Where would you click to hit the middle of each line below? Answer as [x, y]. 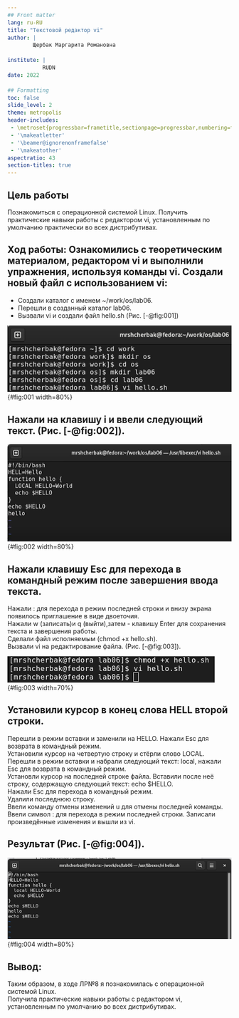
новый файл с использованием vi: [88, 283]
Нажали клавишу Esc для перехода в [94, 569]
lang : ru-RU [25, 22]
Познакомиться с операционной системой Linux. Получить [98, 212]
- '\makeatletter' [38, 135]
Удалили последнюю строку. [52, 799]
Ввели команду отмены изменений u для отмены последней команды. [115, 806]
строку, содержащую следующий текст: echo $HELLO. [90, 784]
